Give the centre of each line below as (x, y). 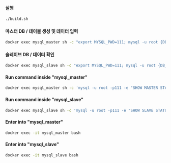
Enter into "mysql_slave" (32, 144)
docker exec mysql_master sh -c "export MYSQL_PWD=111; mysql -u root (82, 42)
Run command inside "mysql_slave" (45, 99)
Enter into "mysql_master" (34, 122)
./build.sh (17, 19)
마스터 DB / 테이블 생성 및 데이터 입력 (42, 31)
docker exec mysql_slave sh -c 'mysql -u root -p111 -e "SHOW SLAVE (79, 110)
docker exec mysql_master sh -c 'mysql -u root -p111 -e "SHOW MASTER (82, 88)
